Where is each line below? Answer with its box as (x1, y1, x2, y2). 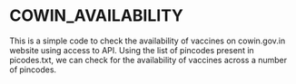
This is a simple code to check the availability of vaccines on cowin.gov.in (9, 35, 286, 46)
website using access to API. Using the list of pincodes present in (9, 44, 254, 55)
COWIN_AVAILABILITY (9, 5, 184, 26)
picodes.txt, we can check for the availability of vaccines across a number (9, 54, 288, 65)
